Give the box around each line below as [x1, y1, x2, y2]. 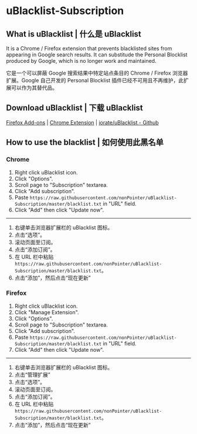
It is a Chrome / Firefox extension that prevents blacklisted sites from [6, 45, 172, 52]
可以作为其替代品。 [11, 84, 57, 91]
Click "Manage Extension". [14, 308, 79, 315]
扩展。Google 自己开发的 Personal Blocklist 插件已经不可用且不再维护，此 [6, 77, 184, 83]
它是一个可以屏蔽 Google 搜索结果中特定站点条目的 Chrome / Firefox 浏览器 [6, 69, 188, 76]
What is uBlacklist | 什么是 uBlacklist [6, 29, 142, 39]
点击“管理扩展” [14, 371, 51, 378]
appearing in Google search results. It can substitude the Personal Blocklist [6, 51, 188, 58]
